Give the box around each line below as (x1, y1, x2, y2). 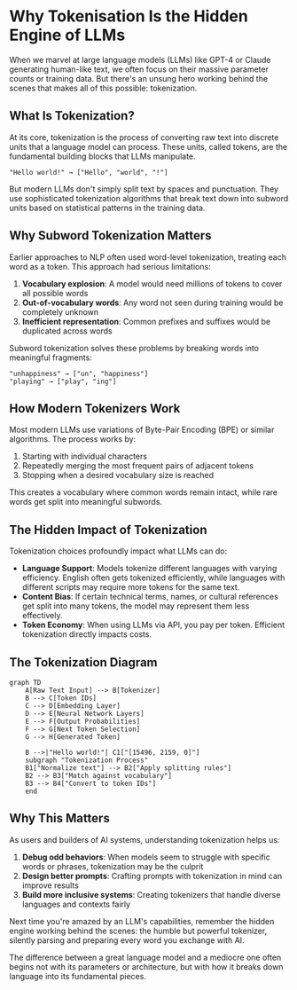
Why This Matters (9, 811, 111, 826)
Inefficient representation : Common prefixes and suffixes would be (21, 316, 271, 326)
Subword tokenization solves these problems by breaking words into (9, 342, 260, 353)
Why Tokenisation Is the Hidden (9, 6, 248, 27)
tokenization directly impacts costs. (21, 629, 152, 640)
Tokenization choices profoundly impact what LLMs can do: (9, 546, 228, 556)
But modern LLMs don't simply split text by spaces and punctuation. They (9, 184, 279, 194)
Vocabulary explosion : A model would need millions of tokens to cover (21, 278, 283, 289)
